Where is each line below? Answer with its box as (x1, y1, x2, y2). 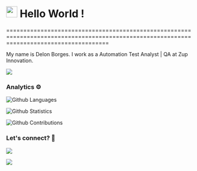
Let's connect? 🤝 (6, 134, 56, 142)
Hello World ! (20, 7, 85, 21)
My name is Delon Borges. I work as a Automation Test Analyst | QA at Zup (6, 50, 188, 57)
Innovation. (6, 57, 34, 64)
